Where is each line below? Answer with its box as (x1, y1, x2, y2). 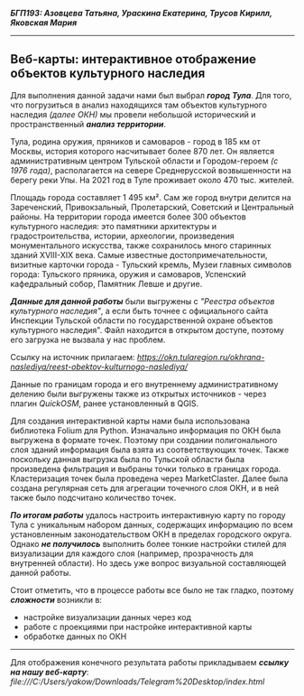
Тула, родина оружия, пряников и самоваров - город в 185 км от (10, 135, 261, 147)
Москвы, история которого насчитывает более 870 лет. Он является (10, 145, 275, 156)
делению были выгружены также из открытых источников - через (10, 388, 267, 399)
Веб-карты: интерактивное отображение (10, 51, 256, 67)
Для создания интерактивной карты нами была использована (10, 415, 251, 426)
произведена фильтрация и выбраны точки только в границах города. (10, 463, 281, 474)
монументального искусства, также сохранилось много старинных (10, 239, 272, 251)
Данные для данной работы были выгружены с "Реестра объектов (10, 295, 275, 306)
